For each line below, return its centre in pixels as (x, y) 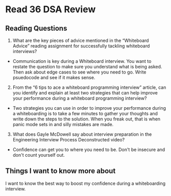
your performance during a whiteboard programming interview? (80, 98)
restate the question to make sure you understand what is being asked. (87, 67)
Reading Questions (36, 28)
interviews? (25, 51)
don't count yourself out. (39, 155)
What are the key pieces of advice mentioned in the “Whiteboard (81, 40)
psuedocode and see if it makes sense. (54, 77)
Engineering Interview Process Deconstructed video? (69, 140)
